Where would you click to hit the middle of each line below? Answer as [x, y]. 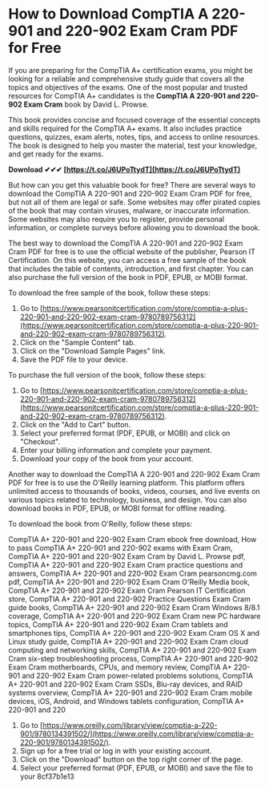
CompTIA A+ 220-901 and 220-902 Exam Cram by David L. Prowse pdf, [127, 556]
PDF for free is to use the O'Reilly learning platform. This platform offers [127, 483]
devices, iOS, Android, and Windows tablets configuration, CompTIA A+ [126, 701]
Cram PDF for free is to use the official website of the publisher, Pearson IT [132, 251]
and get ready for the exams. [56, 154]
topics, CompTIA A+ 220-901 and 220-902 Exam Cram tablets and [118, 624]
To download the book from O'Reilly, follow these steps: [100, 524]
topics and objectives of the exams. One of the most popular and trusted [128, 87]
